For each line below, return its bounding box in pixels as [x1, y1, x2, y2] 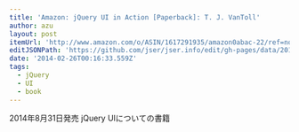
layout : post [9, 29, 58, 38]
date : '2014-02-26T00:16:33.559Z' [9, 54, 138, 63]
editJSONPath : [9, 46, 62, 55]
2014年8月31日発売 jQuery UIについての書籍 [9, 113, 171, 123]
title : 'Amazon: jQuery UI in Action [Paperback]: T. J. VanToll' [9, 12, 261, 22]
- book [17, 87, 42, 96]
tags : [9, 63, 29, 72]
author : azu [9, 21, 53, 30]
